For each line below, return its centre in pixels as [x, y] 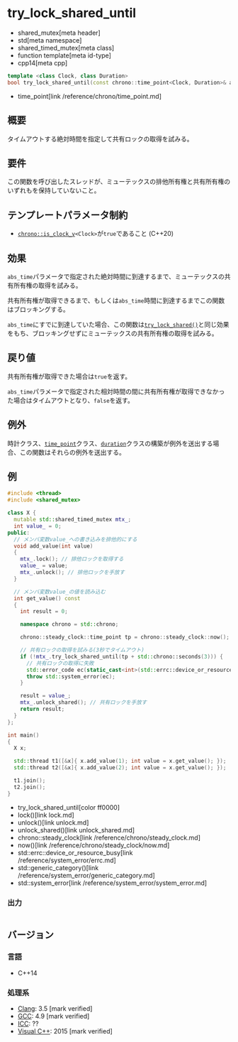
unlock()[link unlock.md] [53, 823]
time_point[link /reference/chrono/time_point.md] [89, 96]
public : [19, 533]
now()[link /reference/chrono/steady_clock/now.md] [93, 845]
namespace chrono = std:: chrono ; [69, 624]
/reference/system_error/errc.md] [67, 860]
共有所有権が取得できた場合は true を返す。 [69, 376]
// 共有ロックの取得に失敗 [60, 663]
